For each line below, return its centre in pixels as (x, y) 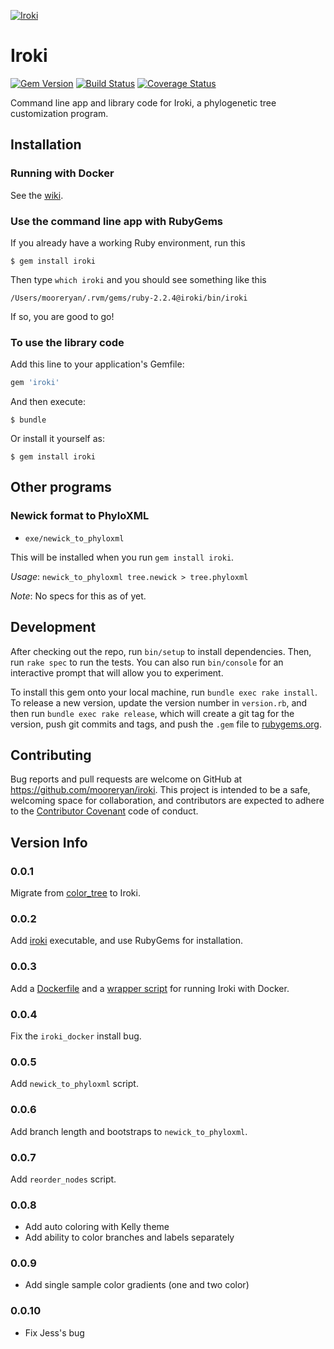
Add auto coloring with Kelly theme (97, 1227)
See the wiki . (37, 195)
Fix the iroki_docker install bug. (76, 1036)
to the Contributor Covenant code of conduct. (104, 811)
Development (53, 627)
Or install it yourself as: (57, 439)
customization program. (59, 113)
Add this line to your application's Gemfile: (97, 364)
